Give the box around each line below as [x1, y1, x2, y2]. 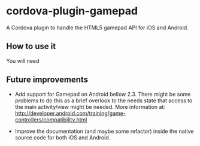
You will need [6, 57, 40, 64]
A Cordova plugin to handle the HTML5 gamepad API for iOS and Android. [6, 24, 189, 31]
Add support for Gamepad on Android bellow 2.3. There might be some [14, 90, 191, 98]
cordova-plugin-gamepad [6, 4, 138, 18]
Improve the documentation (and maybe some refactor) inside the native [14, 127, 194, 135]
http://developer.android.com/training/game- [14, 109, 126, 117]
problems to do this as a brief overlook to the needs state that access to [14, 97, 193, 104]
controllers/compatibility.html [14, 115, 87, 123]
